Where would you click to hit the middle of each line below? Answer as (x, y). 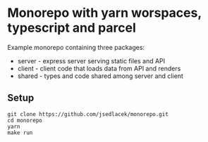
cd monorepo (25, 120)
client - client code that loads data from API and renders (99, 68)
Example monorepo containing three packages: (76, 47)
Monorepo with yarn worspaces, (105, 13)
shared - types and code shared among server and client (100, 76)
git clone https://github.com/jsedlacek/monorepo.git (88, 114)
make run (20, 133)
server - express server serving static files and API (91, 60)
